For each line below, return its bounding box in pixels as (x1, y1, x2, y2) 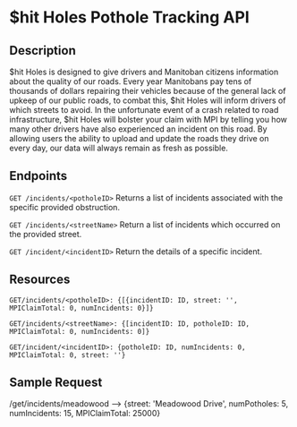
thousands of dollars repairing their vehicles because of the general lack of (9, 86, 286, 96)
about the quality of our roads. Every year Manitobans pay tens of (9, 76, 252, 87)
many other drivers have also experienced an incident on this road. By (9, 124, 267, 134)
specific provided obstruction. (9, 201, 121, 212)
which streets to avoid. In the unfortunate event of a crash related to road (9, 105, 279, 115)
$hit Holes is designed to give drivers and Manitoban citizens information (9, 66, 279, 77)
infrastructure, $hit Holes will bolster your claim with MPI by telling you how (9, 115, 288, 124)
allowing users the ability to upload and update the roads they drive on (9, 133, 270, 143)
